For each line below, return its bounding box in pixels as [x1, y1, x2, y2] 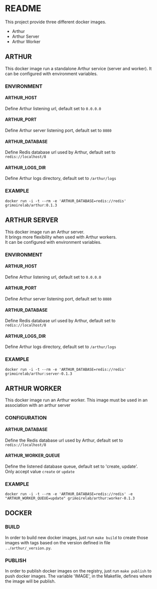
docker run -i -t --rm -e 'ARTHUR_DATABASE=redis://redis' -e [5, 492, 133, 497]
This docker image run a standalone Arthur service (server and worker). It [5, 65, 152, 71]
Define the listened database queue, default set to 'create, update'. [5, 463, 138, 469]
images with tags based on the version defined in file [5, 540, 111, 545]
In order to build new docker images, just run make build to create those [5, 534, 148, 541]
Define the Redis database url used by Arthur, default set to [5, 437, 123, 443]
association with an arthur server [5, 402, 71, 408]
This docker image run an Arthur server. [5, 229, 85, 235]
